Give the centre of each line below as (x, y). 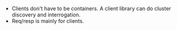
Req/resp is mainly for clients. (48, 21)
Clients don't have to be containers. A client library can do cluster (91, 9)
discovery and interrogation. (46, 15)
